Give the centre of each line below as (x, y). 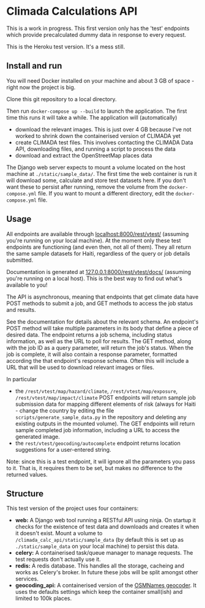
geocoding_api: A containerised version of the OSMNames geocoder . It (106, 585)
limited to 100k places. (43, 598)
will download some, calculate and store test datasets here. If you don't (96, 180)
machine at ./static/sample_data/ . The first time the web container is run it (102, 173)
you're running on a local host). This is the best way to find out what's (94, 278)
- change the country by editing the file (65, 410)
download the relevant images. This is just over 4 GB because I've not (103, 129)
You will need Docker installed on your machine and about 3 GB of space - (100, 80)
